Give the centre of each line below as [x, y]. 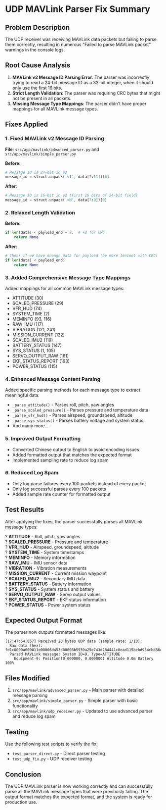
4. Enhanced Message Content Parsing [53, 379]
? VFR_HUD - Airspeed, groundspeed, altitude [52, 547]
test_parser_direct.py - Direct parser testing [59, 754]
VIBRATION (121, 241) [34, 329]
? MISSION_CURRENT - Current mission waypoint [56, 573]
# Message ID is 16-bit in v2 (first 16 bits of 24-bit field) [72, 196]
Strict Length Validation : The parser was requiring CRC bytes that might [86, 93]
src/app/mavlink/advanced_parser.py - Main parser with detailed [78, 690]
